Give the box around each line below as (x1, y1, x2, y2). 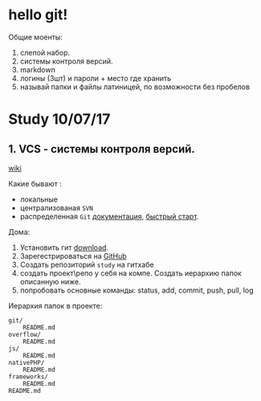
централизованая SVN (19, 203, 94, 212)
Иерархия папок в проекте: (8, 301, 103, 310)
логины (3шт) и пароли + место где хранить (19, 73, 172, 83)
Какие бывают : (8, 178, 62, 188)
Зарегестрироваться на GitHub (19, 251, 127, 260)
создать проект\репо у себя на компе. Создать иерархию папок (19, 268, 243, 278)
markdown (19, 64, 56, 74)
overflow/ (8, 330, 42, 338)
